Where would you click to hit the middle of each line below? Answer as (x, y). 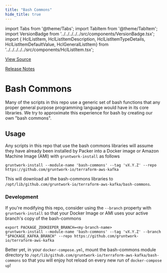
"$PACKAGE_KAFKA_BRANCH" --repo (39, 236)
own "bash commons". (28, 118)
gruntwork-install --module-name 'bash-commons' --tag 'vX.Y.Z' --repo (81, 165)
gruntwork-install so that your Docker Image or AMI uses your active (77, 213)
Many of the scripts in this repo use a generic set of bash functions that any (83, 103)
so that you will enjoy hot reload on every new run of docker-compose (92, 260)
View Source (18, 59)
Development (22, 197)
